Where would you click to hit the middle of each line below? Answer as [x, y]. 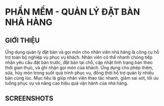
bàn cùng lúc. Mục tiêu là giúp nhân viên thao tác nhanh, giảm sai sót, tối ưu [82, 78]
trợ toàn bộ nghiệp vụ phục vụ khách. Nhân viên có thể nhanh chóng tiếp [79, 57]
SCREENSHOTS [29, 98]
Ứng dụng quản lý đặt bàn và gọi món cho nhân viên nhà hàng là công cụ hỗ [82, 52]
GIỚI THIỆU [23, 40]
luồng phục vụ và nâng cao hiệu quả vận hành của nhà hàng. [67, 83]
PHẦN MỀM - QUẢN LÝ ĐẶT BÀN [73, 12]
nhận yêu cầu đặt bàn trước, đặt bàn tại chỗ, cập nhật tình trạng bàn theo [79, 62]
